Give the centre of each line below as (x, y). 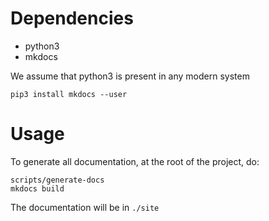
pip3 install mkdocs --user (69, 94)
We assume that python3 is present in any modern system (130, 76)
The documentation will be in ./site (85, 207)
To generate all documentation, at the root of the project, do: (135, 161)
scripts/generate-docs (57, 180)
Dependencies (72, 18)
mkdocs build (37, 188)
